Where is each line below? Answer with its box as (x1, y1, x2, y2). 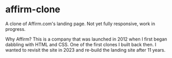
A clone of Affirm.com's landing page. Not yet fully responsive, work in (5, 21, 156, 27)
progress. (5, 26, 26, 32)
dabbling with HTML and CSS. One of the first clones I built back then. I (5, 41, 157, 47)
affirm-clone (5, 4, 61, 15)
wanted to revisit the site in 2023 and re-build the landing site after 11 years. (5, 47, 166, 53)
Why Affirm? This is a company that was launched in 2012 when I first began (5, 36, 167, 42)
